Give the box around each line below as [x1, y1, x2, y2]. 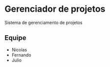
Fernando [11, 52, 31, 58]
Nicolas [11, 46, 27, 52]
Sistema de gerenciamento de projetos [4, 20, 83, 25]
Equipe [4, 34, 26, 42]
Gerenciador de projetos [4, 3, 106, 15]
